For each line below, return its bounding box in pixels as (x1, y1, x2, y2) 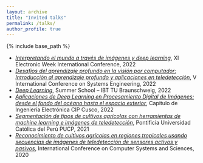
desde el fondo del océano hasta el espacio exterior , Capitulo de (15, 100, 178, 107)
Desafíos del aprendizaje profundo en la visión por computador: (15, 68, 176, 75)
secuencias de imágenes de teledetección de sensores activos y (15, 138, 178, 146)
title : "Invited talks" (6, 15, 67, 21)
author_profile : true (6, 26, 61, 32)
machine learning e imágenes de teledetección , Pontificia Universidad (15, 119, 191, 127)
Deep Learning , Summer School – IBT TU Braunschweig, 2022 (15, 86, 171, 94)
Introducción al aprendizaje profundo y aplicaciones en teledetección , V (15, 74, 197, 81)
